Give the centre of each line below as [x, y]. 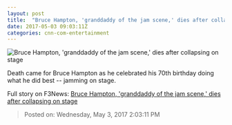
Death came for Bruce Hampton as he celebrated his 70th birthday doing [110, 73]
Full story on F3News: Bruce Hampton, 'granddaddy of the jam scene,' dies [114, 94]
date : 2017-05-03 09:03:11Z [48, 26]
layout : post [26, 13]
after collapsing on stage [42, 102]
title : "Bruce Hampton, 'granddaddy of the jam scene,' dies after [108, 20]
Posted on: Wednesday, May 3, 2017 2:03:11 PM [92, 115]
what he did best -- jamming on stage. [61, 81]
